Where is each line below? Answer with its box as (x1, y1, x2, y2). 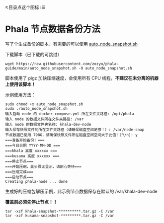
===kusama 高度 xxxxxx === (5, 153, 60, 158)
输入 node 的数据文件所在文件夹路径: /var (5, 116, 84, 122)
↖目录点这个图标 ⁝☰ (5, 4, 46, 10)
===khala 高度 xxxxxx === (5, 148, 57, 153)
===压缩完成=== (5, 169, 34, 174)
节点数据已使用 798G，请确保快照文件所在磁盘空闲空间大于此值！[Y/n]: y (5, 132, 138, 138)
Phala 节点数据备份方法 (5, 24, 101, 35)
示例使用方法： (5, 91, 36, 98)
